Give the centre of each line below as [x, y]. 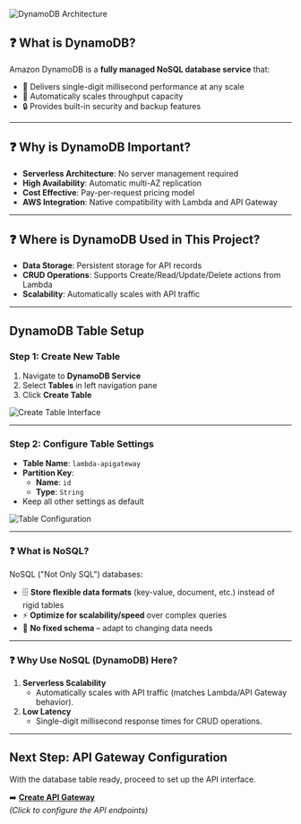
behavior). [55, 702]
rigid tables [43, 604]
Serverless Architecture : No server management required [130, 173]
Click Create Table [57, 395]
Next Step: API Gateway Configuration [119, 758]
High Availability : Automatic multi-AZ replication [112, 183]
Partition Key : [48, 473]
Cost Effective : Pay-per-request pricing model [108, 192]
